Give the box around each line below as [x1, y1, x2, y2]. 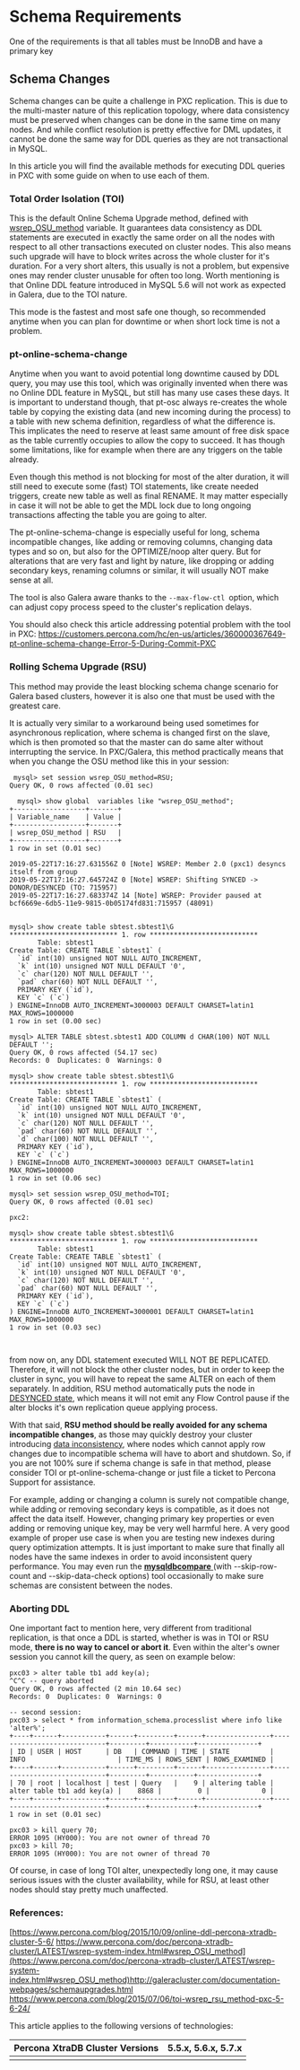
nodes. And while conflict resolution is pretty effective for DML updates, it [9, 124, 282, 135]
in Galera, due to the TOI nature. [9, 289, 128, 300]
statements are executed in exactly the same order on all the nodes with [9, 232, 276, 243]
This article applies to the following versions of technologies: [9, 2021, 234, 2031]
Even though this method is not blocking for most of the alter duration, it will [9, 471, 289, 482]
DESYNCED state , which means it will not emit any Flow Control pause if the [9, 1392, 290, 1403]
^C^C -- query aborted [9, 1676, 94, 1685]
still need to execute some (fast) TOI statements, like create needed [9, 481, 260, 492]
